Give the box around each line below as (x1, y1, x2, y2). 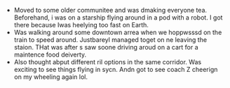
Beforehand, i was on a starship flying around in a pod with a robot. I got (13, 13, 223, 22)
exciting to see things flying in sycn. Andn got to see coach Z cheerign (13, 66, 218, 73)
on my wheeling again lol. (13, 73, 88, 81)
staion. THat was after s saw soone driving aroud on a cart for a (13, 43, 198, 51)
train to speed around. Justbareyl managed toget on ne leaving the (13, 36, 208, 44)
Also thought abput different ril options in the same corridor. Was (13, 58, 202, 66)
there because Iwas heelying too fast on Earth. (13, 21, 149, 29)
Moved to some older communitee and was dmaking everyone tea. (13, 6, 208, 14)
